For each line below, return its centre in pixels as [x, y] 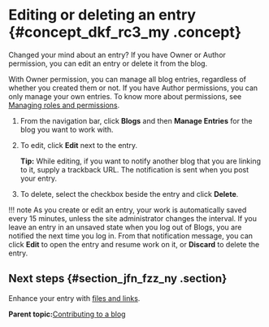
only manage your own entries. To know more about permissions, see [125, 96]
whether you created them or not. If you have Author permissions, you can [133, 88]
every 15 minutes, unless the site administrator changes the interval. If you [133, 218]
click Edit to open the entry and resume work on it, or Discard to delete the [134, 244]
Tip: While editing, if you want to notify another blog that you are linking [141, 161]
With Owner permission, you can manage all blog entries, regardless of [127, 79]
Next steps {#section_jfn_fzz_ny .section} [118, 279]
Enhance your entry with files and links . [74, 298]
